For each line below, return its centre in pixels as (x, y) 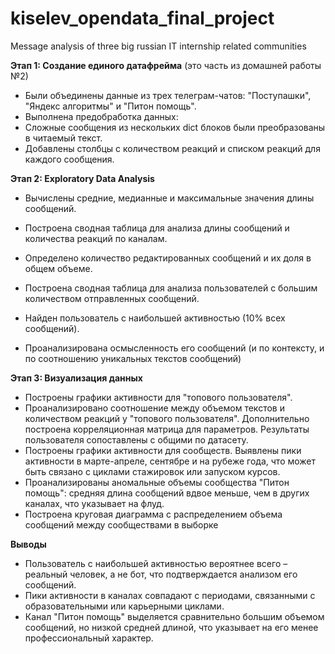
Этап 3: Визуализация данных (76, 378)
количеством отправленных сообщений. (112, 298)
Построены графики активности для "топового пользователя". (158, 397)
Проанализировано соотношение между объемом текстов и (154, 408)
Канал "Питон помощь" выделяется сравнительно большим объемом (174, 616)
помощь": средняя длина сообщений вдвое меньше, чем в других (167, 493)
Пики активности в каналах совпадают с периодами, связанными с (170, 595)
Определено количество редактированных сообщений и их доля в (168, 258)
